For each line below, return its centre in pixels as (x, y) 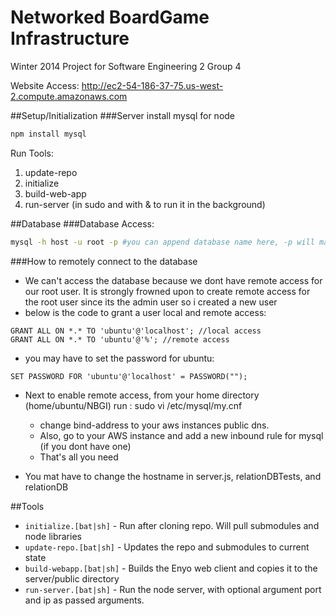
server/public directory (72, 578)
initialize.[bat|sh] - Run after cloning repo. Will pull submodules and (172, 525)
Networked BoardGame (110, 17)
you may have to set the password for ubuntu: (119, 358)
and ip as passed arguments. (84, 600)
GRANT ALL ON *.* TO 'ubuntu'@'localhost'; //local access (136, 331)
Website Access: (45, 85)
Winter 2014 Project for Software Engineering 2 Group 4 (126, 66)
